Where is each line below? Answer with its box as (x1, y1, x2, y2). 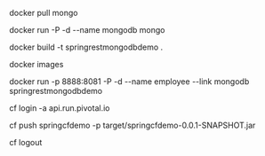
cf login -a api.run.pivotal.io (9, 103, 110, 113)
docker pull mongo (9, 8, 78, 18)
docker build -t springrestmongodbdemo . (9, 42, 164, 52)
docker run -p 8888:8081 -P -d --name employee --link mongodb (9, 76, 250, 87)
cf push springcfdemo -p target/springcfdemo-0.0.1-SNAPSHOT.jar (9, 120, 256, 130)
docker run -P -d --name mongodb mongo (9, 25, 166, 35)
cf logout (9, 137, 43, 147)
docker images (9, 59, 64, 69)
